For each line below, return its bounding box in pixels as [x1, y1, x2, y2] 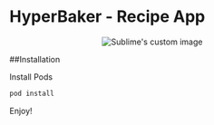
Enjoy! [9, 105, 34, 116]
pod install [9, 89, 54, 98]
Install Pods [9, 71, 53, 82]
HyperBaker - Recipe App [9, 6, 206, 27]
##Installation [9, 53, 61, 64]
